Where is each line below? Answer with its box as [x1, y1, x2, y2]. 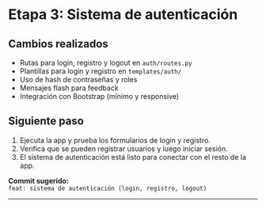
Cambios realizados [8, 37, 108, 51]
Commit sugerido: [8, 176, 70, 185]
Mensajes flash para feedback [19, 83, 119, 93]
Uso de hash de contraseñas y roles [19, 75, 138, 84]
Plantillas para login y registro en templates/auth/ [19, 66, 182, 76]
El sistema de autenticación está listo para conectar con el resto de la [19, 152, 247, 161]
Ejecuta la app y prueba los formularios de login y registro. [19, 135, 211, 145]
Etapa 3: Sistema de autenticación [8, 6, 238, 24]
